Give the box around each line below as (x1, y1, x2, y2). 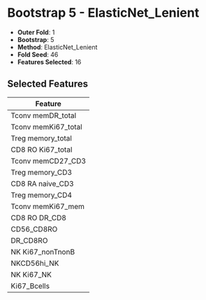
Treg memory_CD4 (10, 190, 72, 200)
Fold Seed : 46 (17, 50, 59, 59)
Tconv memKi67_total (10, 122, 82, 131)
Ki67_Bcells (10, 281, 50, 291)
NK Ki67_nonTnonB (10, 247, 75, 257)
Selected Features (7, 78, 89, 90)
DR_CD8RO (10, 236, 48, 245)
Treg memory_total (10, 133, 72, 143)
